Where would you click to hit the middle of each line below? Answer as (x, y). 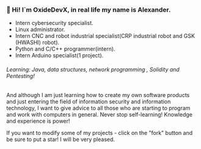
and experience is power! (38, 121)
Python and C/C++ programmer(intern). (65, 49)
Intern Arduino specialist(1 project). (59, 56)
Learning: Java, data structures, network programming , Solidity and (93, 69)
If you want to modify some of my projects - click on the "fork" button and (100, 133)
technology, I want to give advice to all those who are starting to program (98, 108)
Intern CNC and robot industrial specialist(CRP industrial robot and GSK (105, 36)
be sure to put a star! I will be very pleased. (60, 139)
